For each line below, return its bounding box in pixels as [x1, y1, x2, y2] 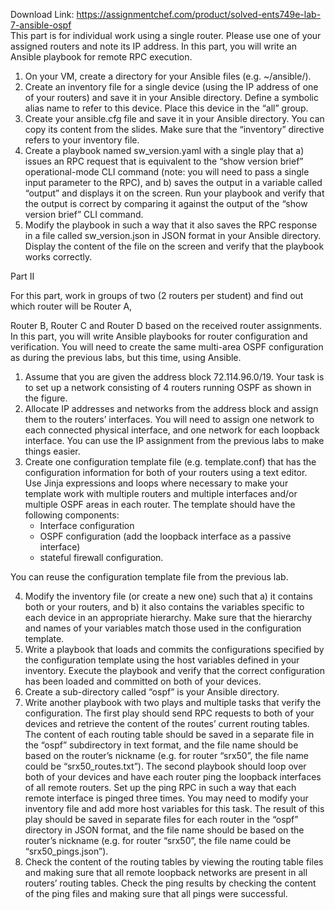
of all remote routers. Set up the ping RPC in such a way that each [24, 782, 297, 793]
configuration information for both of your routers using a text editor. [24, 467, 308, 478]
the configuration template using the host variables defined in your [24, 654, 300, 666]
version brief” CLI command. [24, 209, 144, 220]
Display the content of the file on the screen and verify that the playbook [24, 240, 325, 252]
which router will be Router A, [10, 300, 133, 312]
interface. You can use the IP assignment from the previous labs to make [24, 435, 325, 446]
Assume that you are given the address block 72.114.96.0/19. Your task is [24, 371, 325, 383]
